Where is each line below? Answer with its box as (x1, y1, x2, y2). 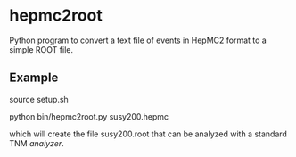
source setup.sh (9, 94, 69, 104)
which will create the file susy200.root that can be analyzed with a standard (9, 128, 288, 139)
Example (9, 70, 59, 86)
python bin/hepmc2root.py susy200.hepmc (9, 111, 169, 121)
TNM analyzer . (9, 137, 64, 148)
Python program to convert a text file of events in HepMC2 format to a (9, 35, 267, 45)
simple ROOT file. (9, 44, 74, 54)
